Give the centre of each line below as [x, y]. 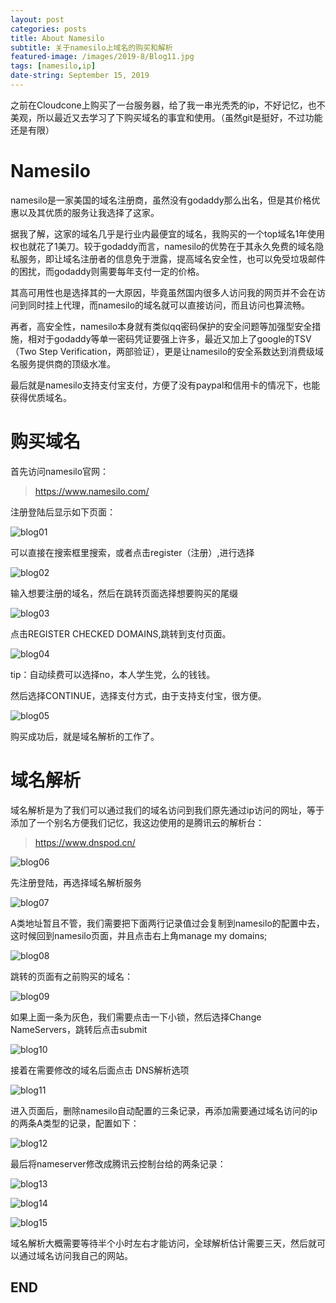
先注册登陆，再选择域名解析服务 [76, 882]
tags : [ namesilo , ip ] [53, 66]
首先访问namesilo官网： [60, 471]
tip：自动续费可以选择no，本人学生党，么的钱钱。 [113, 674]
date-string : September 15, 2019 [80, 76]
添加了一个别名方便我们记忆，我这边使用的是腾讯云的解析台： [137, 822]
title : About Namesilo [57, 38]
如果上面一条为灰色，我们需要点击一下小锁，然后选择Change [136, 1017]
